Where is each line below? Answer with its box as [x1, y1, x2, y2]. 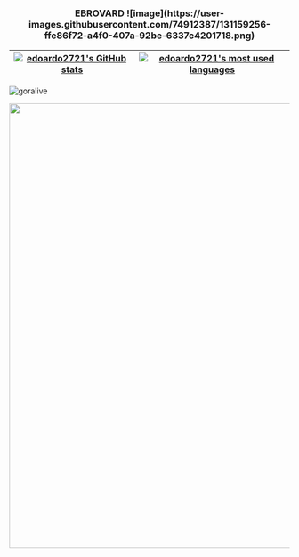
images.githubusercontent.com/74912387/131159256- [28, 18, 271, 30]
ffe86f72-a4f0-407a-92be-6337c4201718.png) [44, 29, 255, 42]
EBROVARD [74, 7, 125, 20]
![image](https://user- [125, 7, 225, 20]
